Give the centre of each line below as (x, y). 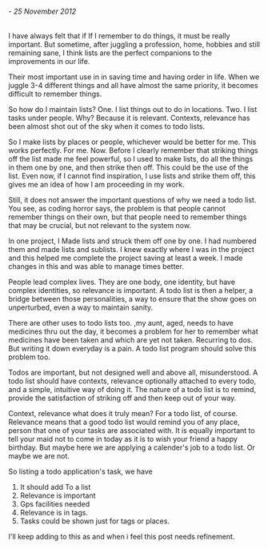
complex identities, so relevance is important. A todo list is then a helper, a (131, 291)
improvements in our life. (49, 62)
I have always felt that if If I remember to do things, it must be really (119, 36)
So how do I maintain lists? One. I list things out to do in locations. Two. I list (133, 110)
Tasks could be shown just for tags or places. (95, 521)
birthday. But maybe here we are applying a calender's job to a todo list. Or (132, 447)
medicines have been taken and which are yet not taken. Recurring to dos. (131, 340)
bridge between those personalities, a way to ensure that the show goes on (133, 299)
